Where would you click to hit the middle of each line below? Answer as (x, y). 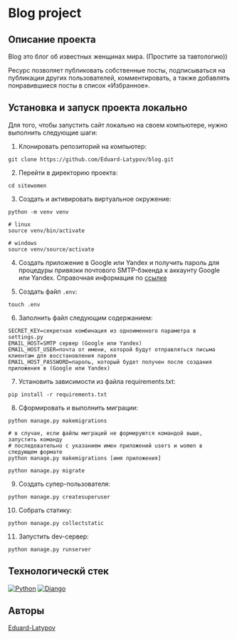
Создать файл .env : (48, 291)
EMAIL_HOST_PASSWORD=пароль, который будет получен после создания (110, 362)
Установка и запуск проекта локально (98, 108)
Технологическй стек (58, 571)
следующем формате (35, 452)
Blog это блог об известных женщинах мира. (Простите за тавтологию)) (118, 56)
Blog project (45, 13)
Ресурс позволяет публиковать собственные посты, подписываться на (117, 70)
